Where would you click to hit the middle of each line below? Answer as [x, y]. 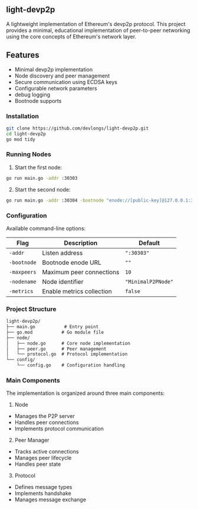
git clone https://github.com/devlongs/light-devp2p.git [77, 128]
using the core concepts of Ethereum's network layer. [71, 36]
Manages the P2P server [44, 416]
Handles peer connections [47, 423]
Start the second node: [42, 189]
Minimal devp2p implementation [54, 69]
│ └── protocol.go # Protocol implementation [67, 354]
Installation [23, 116]
